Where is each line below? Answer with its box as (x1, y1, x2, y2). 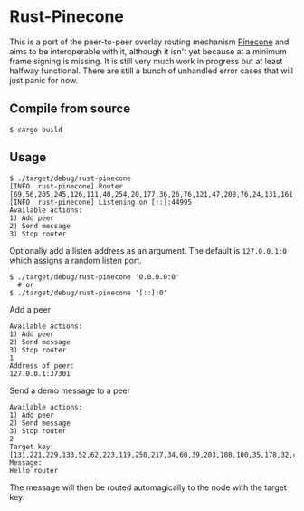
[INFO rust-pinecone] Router (9, 181, 124, 191)
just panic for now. (9, 74, 79, 85)
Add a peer (9, 304, 52, 314)
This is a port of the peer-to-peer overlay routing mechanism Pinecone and (9, 36, 290, 47)
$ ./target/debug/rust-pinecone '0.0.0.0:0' (9, 272, 180, 282)
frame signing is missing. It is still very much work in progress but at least (9, 55, 283, 66)
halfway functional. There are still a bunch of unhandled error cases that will (9, 65, 294, 76)
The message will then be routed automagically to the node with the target (9, 482, 287, 493)
